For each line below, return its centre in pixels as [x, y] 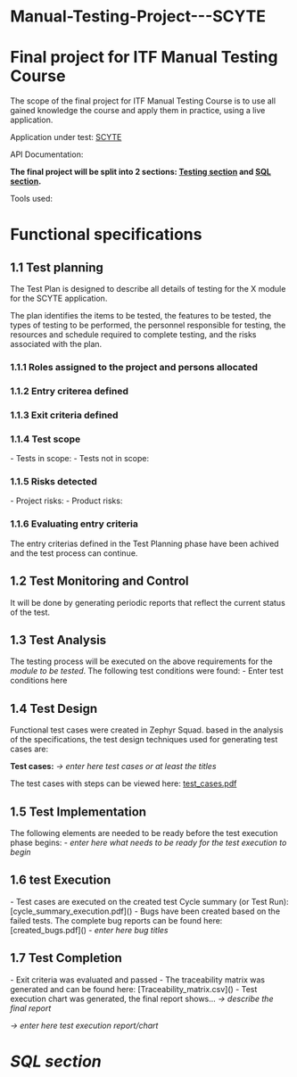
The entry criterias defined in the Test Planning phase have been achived [144, 543]
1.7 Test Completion [66, 958]
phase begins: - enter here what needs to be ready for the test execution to [148, 843]
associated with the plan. [56, 344]
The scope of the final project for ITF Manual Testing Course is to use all [143, 101]
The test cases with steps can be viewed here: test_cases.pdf [124, 783]
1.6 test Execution [61, 880]
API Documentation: [47, 154]
